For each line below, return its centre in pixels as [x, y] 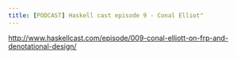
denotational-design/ [42, 46]
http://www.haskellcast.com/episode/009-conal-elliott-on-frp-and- [118, 38]
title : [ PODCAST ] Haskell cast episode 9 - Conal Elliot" [106, 15]
